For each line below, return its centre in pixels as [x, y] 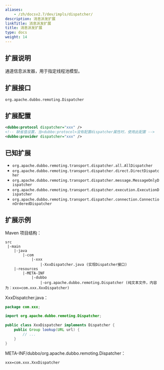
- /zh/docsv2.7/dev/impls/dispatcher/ [53, 14]
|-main [14, 246]
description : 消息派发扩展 [30, 19]
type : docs [16, 32]
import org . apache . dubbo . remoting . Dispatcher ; [53, 316]
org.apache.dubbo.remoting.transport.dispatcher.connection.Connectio [86, 199]
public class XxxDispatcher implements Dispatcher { [60, 325]
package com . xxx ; [23, 307]
